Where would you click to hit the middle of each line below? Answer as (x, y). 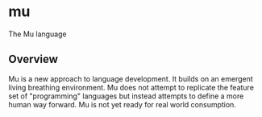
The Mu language (37, 34)
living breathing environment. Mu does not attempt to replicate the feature (131, 87)
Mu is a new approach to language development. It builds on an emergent (131, 78)
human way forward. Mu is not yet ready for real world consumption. (122, 104)
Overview (33, 59)
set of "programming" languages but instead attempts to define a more (126, 96)
